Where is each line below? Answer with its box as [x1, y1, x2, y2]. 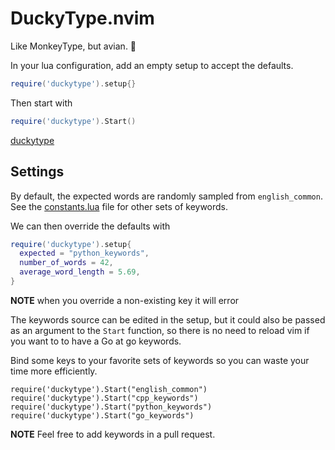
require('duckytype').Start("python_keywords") [10, 402, 213, 412]
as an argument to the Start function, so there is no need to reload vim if [10, 324, 310, 336]
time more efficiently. [10, 365, 98, 377]
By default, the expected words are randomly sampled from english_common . [10, 190, 323, 202]
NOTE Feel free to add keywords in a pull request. [10, 428, 216, 440]
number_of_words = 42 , [19, 258, 114, 268]
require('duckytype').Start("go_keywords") [10, 410, 195, 421]
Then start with [10, 97, 73, 109]
